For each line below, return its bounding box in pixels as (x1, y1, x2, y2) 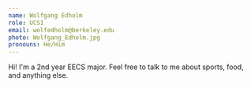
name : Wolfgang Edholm (8, 11, 83, 20)
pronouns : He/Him (8, 41, 66, 49)
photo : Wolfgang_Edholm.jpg (8, 33, 101, 42)
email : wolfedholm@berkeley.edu (8, 26, 114, 34)
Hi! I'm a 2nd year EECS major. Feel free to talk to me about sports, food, (8, 62, 244, 71)
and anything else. (8, 71, 69, 80)
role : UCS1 (8, 19, 44, 27)
